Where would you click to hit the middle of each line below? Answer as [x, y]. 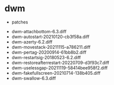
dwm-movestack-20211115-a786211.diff [51, 47]
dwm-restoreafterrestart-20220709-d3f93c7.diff [60, 63]
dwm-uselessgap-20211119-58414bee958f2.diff [60, 68]
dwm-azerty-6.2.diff [32, 42]
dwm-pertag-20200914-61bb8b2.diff [49, 52]
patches [20, 22]
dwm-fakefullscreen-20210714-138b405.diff [56, 73]
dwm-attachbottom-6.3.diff [39, 31]
